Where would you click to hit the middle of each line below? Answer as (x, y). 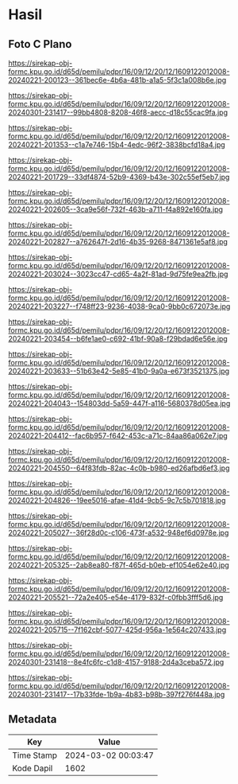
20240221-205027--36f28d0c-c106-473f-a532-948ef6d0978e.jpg (119, 532)
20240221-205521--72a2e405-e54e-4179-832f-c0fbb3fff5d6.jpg (116, 597)
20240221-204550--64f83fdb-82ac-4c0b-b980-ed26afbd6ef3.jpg (119, 468)
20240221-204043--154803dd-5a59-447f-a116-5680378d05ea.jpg (119, 403)
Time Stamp (35, 755)
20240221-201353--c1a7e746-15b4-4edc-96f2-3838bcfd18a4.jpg (117, 144)
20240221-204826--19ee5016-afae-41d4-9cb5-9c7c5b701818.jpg (117, 500)
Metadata (33, 719)
